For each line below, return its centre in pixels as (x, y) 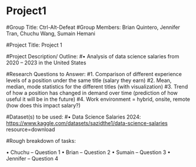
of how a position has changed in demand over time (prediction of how (92, 93)
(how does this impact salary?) (43, 105)
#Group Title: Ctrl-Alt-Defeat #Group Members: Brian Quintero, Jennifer (93, 27)
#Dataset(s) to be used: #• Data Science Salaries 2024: (74, 117)
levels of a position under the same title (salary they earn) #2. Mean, (89, 80)
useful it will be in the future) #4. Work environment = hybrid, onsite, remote (98, 99)
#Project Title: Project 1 (34, 45)
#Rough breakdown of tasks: (41, 140)
